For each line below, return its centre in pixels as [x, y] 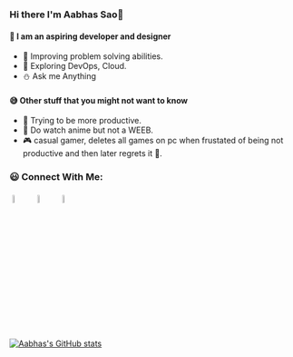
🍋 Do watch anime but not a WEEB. [88, 130]
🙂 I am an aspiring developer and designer [90, 36]
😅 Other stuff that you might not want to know [99, 100]
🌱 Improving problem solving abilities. [93, 56]
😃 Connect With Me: [56, 177]
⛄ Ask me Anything [59, 76]
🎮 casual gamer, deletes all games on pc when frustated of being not [153, 141]
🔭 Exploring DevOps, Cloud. [74, 66]
